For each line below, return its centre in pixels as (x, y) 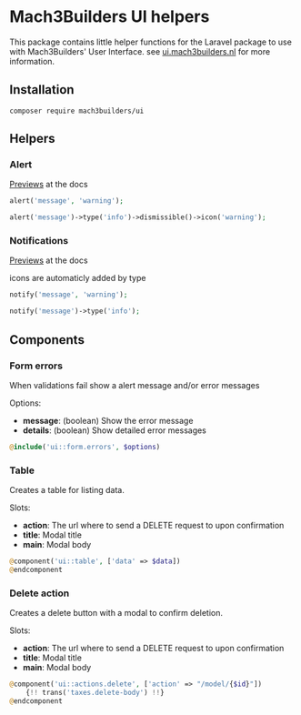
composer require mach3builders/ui (77, 111)
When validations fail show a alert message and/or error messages (135, 385)
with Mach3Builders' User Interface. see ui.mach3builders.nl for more (140, 51)
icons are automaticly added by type (78, 278)
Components (47, 340)
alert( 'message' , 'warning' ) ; (67, 201)
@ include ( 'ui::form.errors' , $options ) (85, 447)
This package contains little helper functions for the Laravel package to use (151, 42)
